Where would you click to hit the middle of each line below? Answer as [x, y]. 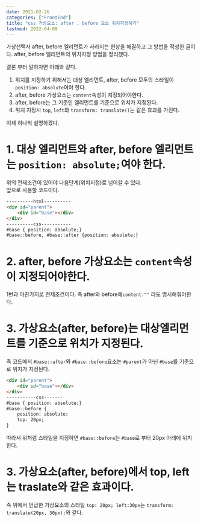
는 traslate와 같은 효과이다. [70, 487]
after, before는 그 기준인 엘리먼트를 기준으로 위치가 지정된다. [86, 103]
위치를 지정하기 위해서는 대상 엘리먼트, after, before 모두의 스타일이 [94, 80]
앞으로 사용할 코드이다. [33, 190]
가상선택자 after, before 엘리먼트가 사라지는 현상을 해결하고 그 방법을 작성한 [95, 47]
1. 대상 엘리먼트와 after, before [79, 150]
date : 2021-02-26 [28, 12]
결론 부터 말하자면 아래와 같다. [42, 67]
